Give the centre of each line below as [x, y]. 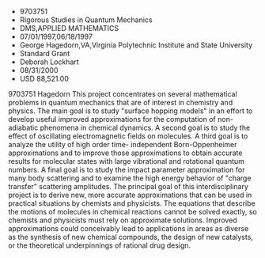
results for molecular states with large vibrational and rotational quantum [127, 161]
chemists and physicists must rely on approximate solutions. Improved [123, 220]
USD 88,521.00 [44, 79]
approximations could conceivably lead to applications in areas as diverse [129, 228]
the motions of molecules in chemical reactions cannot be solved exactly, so [132, 212]
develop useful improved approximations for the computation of [112, 119]
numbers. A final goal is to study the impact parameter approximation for [127, 170]
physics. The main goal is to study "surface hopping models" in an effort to [131, 111]
